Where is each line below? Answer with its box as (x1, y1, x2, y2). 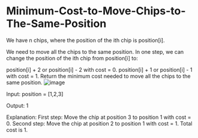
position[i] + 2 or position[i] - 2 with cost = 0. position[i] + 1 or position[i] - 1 (6, 66, 193, 73)
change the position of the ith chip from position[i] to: (6, 54, 138, 62)
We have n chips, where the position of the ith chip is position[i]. (6, 36, 165, 44)
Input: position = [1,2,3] (6, 90, 64, 97)
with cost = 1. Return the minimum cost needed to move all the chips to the (6, 72, 191, 79)
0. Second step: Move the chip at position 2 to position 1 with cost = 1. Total (6, 119, 193, 127)
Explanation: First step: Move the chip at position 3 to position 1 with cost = (6, 114, 191, 121)
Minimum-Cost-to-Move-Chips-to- (6, 4, 186, 18)
